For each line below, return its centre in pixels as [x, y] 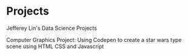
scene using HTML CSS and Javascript [55, 46]
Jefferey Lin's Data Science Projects [52, 28]
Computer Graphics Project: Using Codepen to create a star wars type [94, 40]
